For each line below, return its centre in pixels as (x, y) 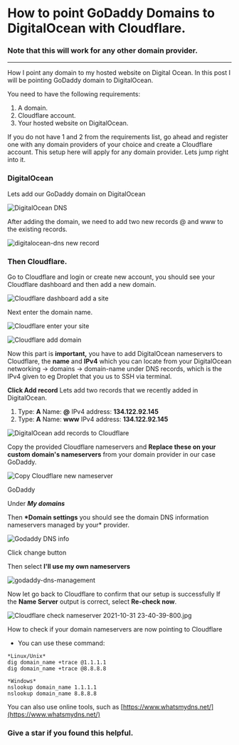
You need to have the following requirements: (74, 94)
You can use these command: (61, 643)
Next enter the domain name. (50, 313)
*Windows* (22, 681)
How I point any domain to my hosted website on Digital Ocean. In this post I (119, 73)
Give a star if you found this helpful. (70, 733)
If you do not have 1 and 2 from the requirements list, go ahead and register (118, 137)
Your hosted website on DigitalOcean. (73, 123)
